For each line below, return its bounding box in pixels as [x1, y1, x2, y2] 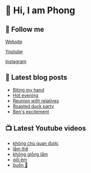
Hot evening [12, 92, 39, 98]
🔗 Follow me [5, 25, 44, 34]
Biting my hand [12, 86, 44, 93]
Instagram [5, 58, 26, 64]
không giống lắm [12, 151, 48, 157]
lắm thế [12, 145, 29, 152]
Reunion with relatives [12, 97, 59, 104]
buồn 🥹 [12, 162, 28, 168]
